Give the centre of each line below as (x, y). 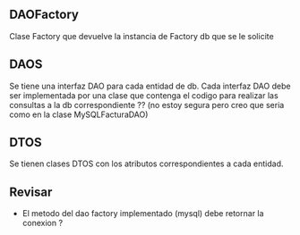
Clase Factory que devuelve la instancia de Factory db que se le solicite (142, 36)
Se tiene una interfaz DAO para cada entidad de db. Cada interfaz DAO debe (150, 86)
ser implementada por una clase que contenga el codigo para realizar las (144, 95)
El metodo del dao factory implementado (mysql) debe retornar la (143, 214)
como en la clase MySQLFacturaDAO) (79, 114)
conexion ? (43, 223)
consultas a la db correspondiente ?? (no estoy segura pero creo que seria (147, 105)
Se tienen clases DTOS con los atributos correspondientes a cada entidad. (146, 164)
